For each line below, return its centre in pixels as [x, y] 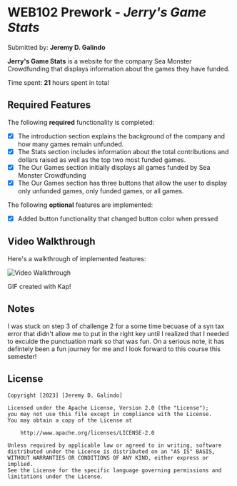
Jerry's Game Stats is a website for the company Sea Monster [100, 61]
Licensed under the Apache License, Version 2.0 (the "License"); [108, 407]
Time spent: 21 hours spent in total [58, 82]
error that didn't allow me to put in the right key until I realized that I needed [118, 333]
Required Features [49, 105]
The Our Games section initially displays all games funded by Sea [114, 167]
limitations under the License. [55, 476]
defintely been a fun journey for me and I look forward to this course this [114, 349]
